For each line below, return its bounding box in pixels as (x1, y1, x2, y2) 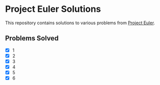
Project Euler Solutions (5, 3, 102, 15)
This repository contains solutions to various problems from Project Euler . (5, 20, 155, 26)
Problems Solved (5, 34, 59, 42)
